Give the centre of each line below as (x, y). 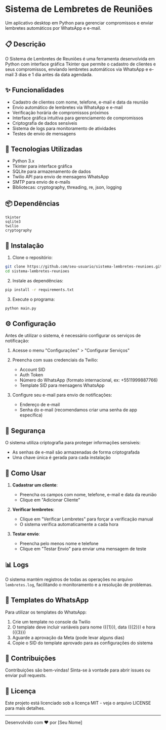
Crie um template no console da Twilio (51, 622)
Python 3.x (23, 161)
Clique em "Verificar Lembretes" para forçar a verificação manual (86, 519)
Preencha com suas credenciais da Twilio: (55, 360)
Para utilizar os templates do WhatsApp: (46, 612)
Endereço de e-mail (40, 405)
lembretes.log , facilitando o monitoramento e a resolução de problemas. (79, 584)
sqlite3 (13, 222)
